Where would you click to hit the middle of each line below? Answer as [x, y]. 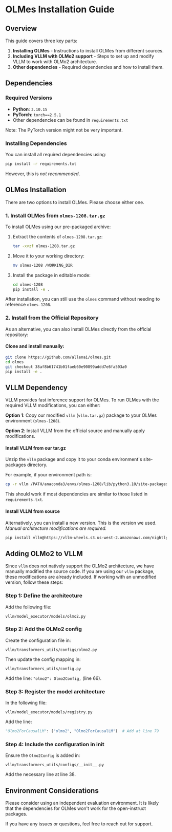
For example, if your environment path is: [49, 475]
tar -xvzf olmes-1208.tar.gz [44, 246]
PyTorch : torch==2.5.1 [37, 115]
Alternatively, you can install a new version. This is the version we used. [81, 523]
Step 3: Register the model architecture [55, 691]
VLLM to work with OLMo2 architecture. [55, 62]
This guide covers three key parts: [41, 41]
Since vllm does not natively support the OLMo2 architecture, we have [80, 566]
